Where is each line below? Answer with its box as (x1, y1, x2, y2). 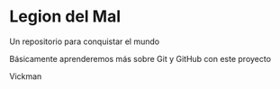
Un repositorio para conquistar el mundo (9, 36, 160, 47)
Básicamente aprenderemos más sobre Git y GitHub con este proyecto (9, 53, 272, 64)
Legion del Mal (9, 6, 122, 27)
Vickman (9, 70, 42, 82)
